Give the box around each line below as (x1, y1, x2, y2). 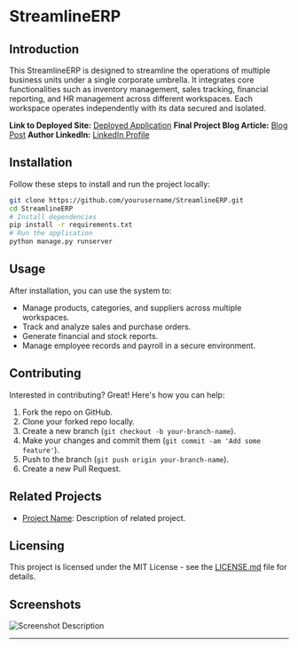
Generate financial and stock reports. (21, 330, 159, 341)
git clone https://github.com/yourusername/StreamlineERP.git (9, 195, 244, 205)
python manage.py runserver (9, 237, 114, 246)
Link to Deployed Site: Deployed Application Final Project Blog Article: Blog (9, 120, 288, 130)
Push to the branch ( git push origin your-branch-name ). (21, 454, 229, 464)
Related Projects (9, 489, 102, 504)
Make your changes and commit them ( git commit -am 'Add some (21, 435, 262, 446)
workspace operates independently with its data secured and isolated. (9, 103, 266, 113)
